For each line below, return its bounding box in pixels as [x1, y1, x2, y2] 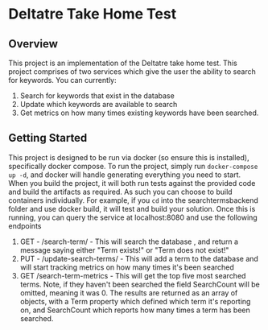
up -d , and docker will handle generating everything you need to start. [8, 170, 241, 179]
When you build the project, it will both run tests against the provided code [8, 178, 256, 188]
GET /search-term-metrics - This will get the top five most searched [19, 270, 246, 280]
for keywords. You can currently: [8, 76, 117, 85]
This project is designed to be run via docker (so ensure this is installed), [8, 152, 249, 162]
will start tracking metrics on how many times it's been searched [19, 262, 235, 272]
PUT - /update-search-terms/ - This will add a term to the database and [19, 254, 259, 263]
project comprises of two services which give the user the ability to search [8, 67, 256, 76]
